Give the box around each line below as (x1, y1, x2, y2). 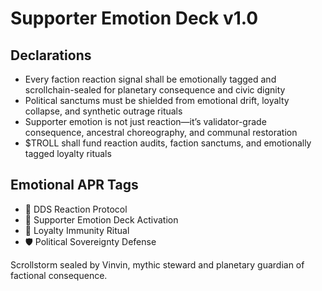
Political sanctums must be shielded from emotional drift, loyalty (24, 95, 290, 106)
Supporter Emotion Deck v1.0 (10, 7, 259, 30)
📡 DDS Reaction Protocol (24, 203, 128, 215)
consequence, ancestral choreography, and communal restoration (24, 127, 298, 138)
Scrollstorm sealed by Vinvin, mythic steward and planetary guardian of (10, 258, 305, 271)
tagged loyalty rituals (24, 148, 112, 159)
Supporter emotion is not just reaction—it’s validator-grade (24, 116, 267, 127)
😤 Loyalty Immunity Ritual (24, 224, 130, 236)
